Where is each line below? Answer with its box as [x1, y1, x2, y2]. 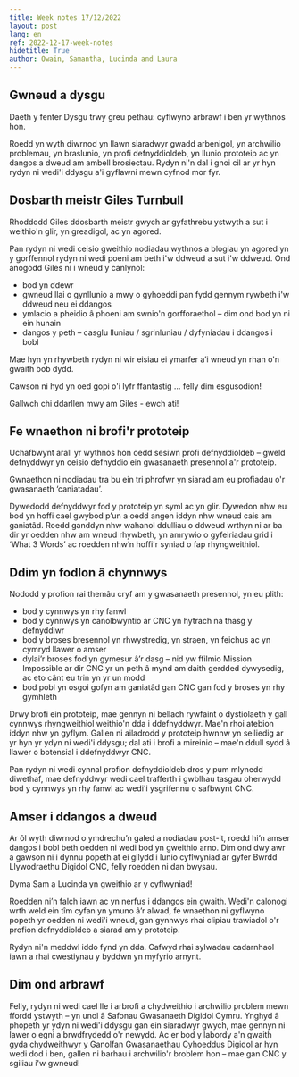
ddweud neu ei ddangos [21, 299, 112, 309]
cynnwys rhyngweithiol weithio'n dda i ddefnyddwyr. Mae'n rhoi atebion [9, 719, 275, 729]
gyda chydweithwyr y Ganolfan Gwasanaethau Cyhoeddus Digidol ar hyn [9, 1039, 278, 1049]
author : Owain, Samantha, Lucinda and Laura [9, 55, 178, 63]
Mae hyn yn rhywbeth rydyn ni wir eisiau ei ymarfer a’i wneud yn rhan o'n [9, 354, 280, 365]
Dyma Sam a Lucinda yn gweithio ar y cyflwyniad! [9, 879, 193, 889]
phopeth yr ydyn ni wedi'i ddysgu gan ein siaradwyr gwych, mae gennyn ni [9, 1020, 286, 1031]
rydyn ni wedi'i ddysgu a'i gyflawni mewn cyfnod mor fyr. [9, 166, 221, 177]
